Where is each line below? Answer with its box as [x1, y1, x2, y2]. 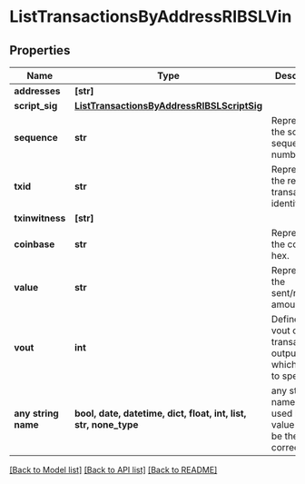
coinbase [14, 238, 55, 251]
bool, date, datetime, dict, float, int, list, [74, 407, 247, 420]
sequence [14, 132, 58, 143]
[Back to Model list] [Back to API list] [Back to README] [9, 465, 218, 475]
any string [14, 407, 59, 420]
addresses [14, 84, 61, 97]
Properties [9, 43, 71, 58]
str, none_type [74, 419, 139, 430]
